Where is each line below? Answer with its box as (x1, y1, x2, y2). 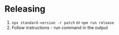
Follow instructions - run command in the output (11, 24, 108, 30)
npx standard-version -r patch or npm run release (11, 19, 115, 25)
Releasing (4, 3, 46, 15)
